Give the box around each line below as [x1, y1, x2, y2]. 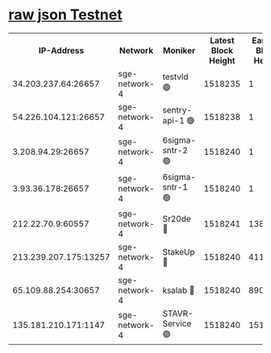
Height [208, 55, 236, 66]
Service [162, 318, 192, 329]
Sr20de [162, 213, 191, 224]
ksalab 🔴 [162, 284, 195, 296]
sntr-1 [162, 181, 188, 193]
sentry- [162, 105, 192, 116]
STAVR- [162, 308, 194, 319]
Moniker [162, 44, 196, 56]
